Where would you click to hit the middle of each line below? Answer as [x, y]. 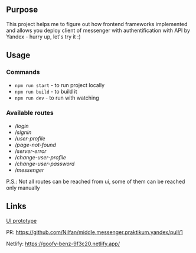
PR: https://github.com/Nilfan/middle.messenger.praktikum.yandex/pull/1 [94, 232]
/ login [22, 126]
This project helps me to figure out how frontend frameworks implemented [97, 24]
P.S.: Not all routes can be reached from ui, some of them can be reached [96, 181]
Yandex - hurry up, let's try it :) [43, 36]
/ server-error [30, 151]
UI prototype [22, 220]
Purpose [22, 10]
